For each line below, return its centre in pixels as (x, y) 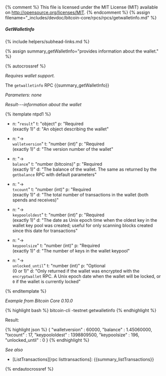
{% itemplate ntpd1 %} (28, 114)
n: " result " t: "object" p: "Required (48, 124)
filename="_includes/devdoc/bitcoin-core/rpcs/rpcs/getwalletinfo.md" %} (81, 18)
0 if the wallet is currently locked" (46, 281)
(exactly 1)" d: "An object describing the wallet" (60, 129)
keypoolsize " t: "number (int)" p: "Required (56, 246)
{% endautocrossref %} (29, 369)
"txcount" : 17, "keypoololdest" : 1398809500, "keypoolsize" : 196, (72, 335)
